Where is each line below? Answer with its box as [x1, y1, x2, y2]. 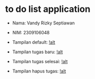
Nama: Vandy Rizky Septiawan [12, 20, 75, 26]
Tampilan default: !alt [12, 39, 55, 45]
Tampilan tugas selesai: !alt [12, 58, 68, 64]
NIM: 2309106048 [12, 29, 50, 35]
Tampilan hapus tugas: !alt [12, 68, 66, 74]
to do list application [5, 3, 91, 15]
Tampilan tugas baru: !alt [12, 49, 63, 55]
